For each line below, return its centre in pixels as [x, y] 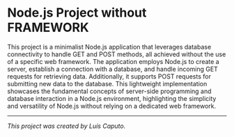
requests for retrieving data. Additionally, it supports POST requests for [109, 76]
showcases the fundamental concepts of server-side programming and [109, 91]
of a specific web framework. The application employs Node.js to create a [113, 61]
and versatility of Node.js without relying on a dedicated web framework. [112, 106]
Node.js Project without [77, 13]
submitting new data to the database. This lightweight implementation [107, 83]
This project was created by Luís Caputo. [67, 126]
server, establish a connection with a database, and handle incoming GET [112, 69]
